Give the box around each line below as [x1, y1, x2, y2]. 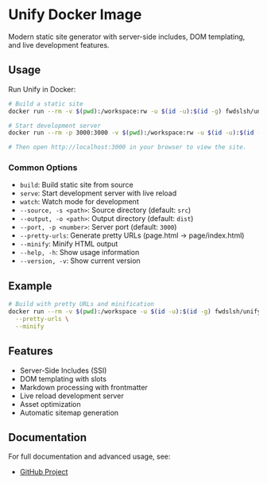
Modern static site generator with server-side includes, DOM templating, [8, 32, 246, 41]
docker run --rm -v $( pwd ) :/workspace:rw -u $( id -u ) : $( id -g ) [8, 107, 222, 115]
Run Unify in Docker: [8, 84, 76, 94]
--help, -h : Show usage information [19, 248, 140, 257]
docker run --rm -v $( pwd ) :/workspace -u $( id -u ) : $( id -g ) [8, 308, 212, 316]
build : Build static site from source [19, 180, 133, 190]
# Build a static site [8, 99, 83, 108]
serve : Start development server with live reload [19, 188, 177, 198]
